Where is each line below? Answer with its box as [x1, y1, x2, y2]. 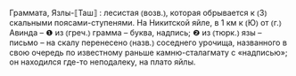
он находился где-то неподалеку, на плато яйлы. [9, 57, 196, 67]
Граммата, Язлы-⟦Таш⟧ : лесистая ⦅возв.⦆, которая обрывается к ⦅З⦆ [9, 8, 267, 18]
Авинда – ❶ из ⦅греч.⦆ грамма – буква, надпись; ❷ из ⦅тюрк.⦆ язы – [9, 27, 262, 38]
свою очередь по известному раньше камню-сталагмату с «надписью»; [9, 48, 288, 57]
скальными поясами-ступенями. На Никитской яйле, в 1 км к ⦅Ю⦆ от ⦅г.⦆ [9, 18, 283, 27]
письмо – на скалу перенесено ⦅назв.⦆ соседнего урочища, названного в [9, 37, 288, 48]
